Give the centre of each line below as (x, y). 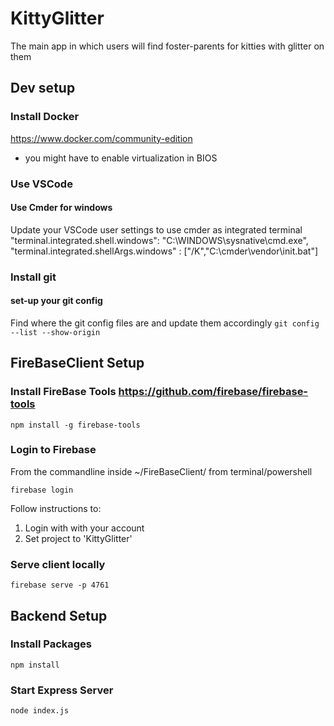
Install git (33, 277)
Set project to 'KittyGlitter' (78, 538)
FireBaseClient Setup (77, 363)
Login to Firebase (53, 450)
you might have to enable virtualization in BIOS (121, 158)
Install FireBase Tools (63, 392)
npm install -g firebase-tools (75, 425)
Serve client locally (58, 564)
